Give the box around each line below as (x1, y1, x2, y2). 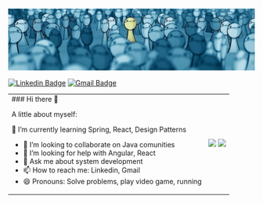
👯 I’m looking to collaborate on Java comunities (23, 140, 175, 150)
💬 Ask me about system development (23, 157, 143, 166)
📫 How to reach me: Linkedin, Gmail (23, 165, 141, 175)
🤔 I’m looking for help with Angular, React (23, 148, 156, 158)
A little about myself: (11, 110, 77, 119)
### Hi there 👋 (11, 95, 59, 104)
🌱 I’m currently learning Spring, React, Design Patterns (11, 125, 186, 134)
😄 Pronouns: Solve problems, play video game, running (23, 177, 202, 187)
